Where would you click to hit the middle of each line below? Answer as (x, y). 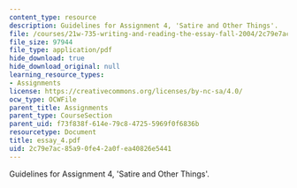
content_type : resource (53, 17)
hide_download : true (47, 58)
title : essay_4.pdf (45, 140)
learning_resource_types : (57, 75)
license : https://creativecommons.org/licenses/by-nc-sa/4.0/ (126, 91)
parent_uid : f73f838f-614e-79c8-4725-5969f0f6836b (104, 124)
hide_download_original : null (65, 67)
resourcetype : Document (53, 132)
